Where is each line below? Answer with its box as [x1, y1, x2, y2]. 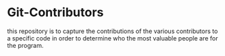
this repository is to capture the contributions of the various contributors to [7, 27, 218, 35]
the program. [7, 41, 44, 49]
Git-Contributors [7, 5, 104, 20]
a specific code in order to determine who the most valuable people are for [7, 34, 218, 42]
